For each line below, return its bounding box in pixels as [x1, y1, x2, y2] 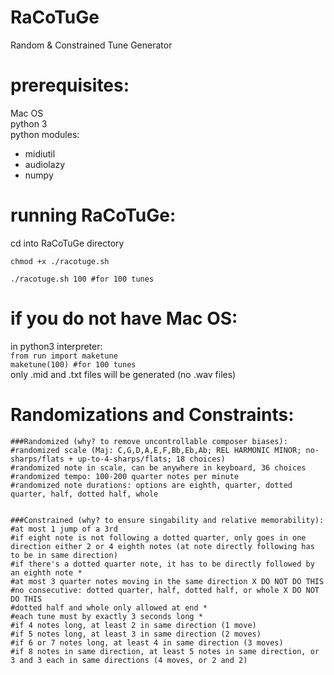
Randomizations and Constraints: [10, 403, 295, 426]
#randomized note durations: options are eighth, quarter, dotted [10, 480, 293, 490]
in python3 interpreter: [10, 340, 103, 352]
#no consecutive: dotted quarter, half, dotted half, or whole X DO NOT [10, 585, 320, 595]
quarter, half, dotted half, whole [10, 489, 159, 499]
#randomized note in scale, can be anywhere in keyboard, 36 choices [10, 462, 307, 473]
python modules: [10, 128, 80, 140]
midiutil [24, 147, 56, 160]
